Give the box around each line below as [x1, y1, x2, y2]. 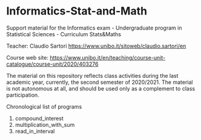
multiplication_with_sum [15, 121, 75, 128]
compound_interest [15, 115, 64, 122]
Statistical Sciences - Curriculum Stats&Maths [6, 30, 121, 37]
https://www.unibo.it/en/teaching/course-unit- [49, 54, 166, 61]
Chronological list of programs [6, 103, 82, 110]
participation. [6, 91, 39, 98]
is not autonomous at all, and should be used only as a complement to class [6, 84, 196, 92]
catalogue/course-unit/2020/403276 [6, 60, 99, 68]
